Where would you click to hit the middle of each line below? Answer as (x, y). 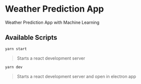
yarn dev (14, 67)
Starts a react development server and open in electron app (77, 76)
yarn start (16, 49)
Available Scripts (31, 38)
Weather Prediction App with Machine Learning (52, 22)
